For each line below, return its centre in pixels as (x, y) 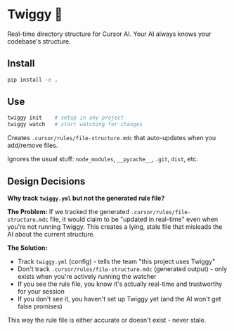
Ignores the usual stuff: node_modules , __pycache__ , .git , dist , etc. (103, 159)
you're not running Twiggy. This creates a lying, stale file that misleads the (115, 227)
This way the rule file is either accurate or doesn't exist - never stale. (107, 320)
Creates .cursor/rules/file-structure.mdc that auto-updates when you (112, 138)
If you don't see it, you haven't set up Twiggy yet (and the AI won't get (119, 299)
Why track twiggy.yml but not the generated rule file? (86, 198)
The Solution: (27, 248)
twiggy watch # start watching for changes (75, 125)
